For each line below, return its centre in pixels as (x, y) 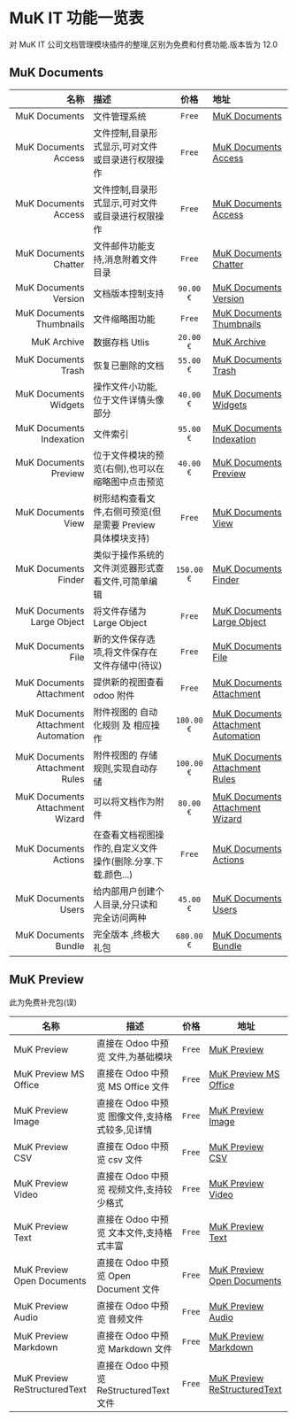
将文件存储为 (119, 611)
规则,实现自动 (121, 768)
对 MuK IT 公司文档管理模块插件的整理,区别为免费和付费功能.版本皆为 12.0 (144, 44)
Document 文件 (129, 1289)
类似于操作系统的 (128, 554)
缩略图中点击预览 (128, 482)
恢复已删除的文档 (128, 366)
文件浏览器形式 (124, 568)
